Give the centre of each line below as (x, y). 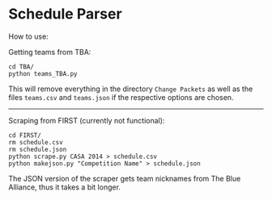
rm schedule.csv (36, 142)
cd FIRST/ (25, 135)
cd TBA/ (21, 67)
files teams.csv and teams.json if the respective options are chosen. (121, 97)
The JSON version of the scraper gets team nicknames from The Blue (125, 178)
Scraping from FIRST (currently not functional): (87, 120)
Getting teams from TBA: (50, 52)
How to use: (28, 36)
